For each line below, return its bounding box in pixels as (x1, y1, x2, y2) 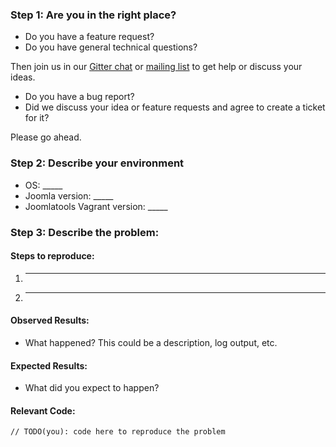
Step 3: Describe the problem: (10, 225, 160, 239)
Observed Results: (10, 314, 90, 327)
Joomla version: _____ (24, 189, 114, 202)
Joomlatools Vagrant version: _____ (24, 200, 168, 212)
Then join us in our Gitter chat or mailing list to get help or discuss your (10, 61, 303, 73)
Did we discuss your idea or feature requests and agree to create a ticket (24, 101, 326, 113)
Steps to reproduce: (10, 250, 95, 262)
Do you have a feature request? (24, 31, 155, 43)
